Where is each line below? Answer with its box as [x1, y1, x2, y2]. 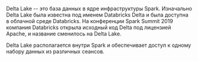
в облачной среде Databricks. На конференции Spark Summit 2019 [6, 18, 173, 24]
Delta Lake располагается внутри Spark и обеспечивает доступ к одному [6, 41, 191, 49]
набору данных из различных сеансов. [6, 48, 105, 55]
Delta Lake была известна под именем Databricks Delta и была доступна [6, 11, 189, 18]
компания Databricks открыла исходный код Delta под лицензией [6, 24, 171, 31]
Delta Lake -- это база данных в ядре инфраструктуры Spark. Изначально [6, 5, 192, 12]
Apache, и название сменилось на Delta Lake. [6, 30, 122, 37]
